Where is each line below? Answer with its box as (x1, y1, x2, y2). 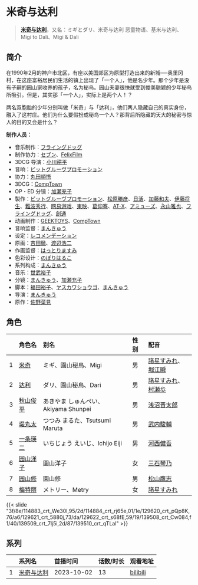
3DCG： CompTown (14, 180, 62, 188)
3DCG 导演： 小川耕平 (14, 158, 68, 165)
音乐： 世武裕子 (14, 269, 51, 276)
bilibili (130, 568, 146, 577)
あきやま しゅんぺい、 (42, 397, 104, 405)
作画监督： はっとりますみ (14, 247, 77, 254)
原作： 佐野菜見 (14, 298, 51, 305)
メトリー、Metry (42, 485, 90, 494)
